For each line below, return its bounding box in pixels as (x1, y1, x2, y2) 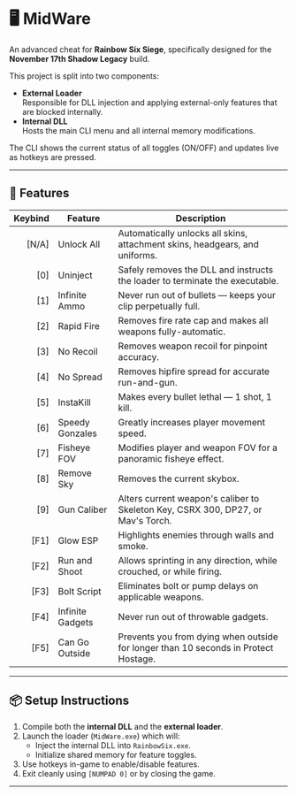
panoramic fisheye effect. (118, 452, 225, 464)
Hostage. (118, 653, 156, 665)
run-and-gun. (118, 376, 179, 388)
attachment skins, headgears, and (118, 238, 259, 250)
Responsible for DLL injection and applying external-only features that (21, 96, 278, 108)
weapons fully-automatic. (118, 325, 226, 338)
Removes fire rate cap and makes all (118, 314, 269, 326)
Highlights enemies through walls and (118, 529, 274, 541)
